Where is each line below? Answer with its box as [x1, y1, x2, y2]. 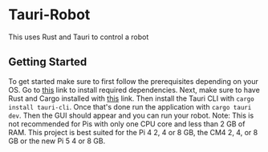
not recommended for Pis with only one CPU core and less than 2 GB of [8, 118, 246, 129]
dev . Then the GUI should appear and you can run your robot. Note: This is [8, 110, 254, 120]
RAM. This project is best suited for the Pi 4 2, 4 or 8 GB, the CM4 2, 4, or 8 [8, 127, 258, 137]
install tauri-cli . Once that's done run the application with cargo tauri [8, 102, 252, 111]
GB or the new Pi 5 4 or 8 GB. [8, 136, 106, 146]
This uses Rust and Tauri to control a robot [8, 32, 149, 42]
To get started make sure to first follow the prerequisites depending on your [8, 76, 258, 86]
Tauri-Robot [8, 6, 91, 24]
